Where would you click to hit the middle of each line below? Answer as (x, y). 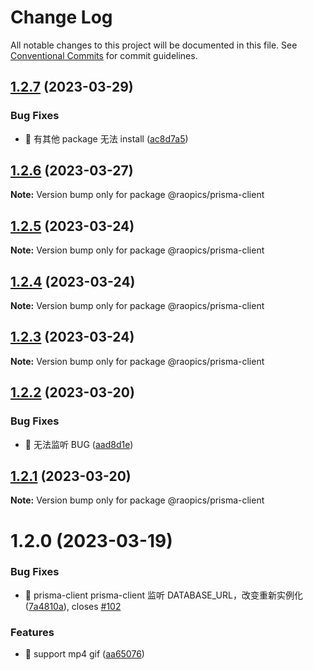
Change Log (61, 17)
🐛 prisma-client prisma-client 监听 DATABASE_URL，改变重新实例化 (163, 595)
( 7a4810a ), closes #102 (73, 606)
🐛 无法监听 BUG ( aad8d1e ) (79, 444)
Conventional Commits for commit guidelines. (104, 55)
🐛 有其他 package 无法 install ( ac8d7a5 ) (106, 138)
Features (32, 632)
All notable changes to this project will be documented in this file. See (154, 45)
